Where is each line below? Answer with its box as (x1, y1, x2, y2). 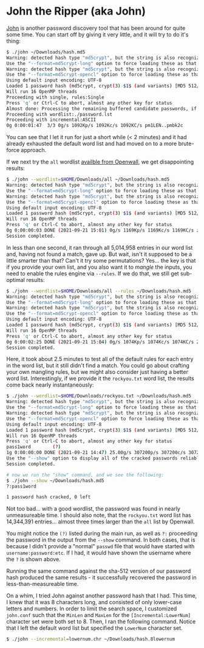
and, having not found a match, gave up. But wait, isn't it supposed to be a (6, 250, 192, 258)
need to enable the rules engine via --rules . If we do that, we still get (6, 269, 179, 277)
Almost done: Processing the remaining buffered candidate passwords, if (6, 105, 197, 112)
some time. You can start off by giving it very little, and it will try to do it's (6, 30, 189, 38)
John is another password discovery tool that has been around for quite (6, 24, 186, 32)
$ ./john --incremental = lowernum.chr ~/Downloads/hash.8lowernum (6, 636, 175, 643)
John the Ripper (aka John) (6, 4, 146, 18)
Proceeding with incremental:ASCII (6, 117, 97, 123)
